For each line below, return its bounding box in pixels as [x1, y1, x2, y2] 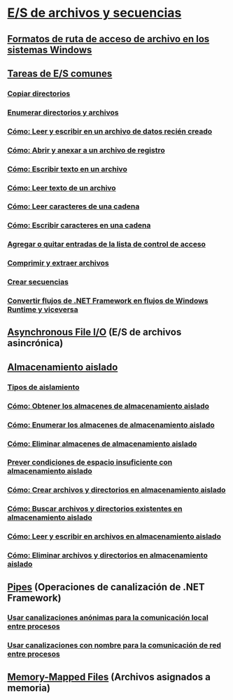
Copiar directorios [7, 88, 71, 98]
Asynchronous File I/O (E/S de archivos [7, 326, 182, 338]
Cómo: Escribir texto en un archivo [7, 164, 127, 173]
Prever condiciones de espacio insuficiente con [7, 458, 173, 468]
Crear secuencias [7, 277, 69, 287]
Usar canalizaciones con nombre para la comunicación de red [7, 640, 222, 650]
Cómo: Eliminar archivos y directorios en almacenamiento [7, 550, 208, 560]
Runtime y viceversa [7, 305, 78, 315]
